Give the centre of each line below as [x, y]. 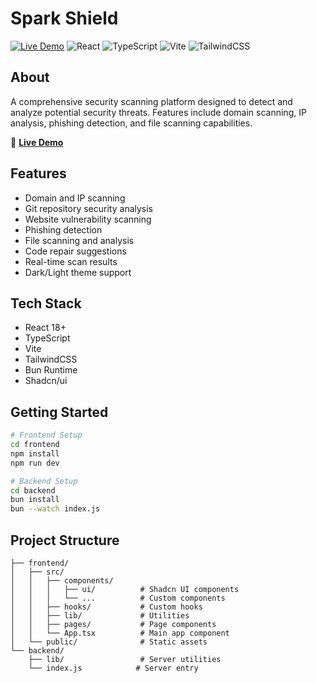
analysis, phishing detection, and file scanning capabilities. [131, 123]
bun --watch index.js [55, 509]
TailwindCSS [51, 359]
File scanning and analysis [79, 240]
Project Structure [65, 540]
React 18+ [45, 328]
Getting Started [59, 412]
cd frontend [35, 445]
